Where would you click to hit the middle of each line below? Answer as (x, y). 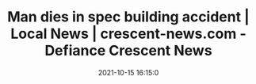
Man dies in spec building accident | (128, 17)
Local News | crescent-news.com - (128, 34)
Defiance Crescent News (128, 51)
